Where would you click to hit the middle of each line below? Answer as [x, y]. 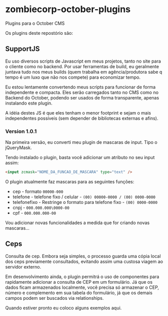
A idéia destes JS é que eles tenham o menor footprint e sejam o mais [78, 113]
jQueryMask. [18, 148]
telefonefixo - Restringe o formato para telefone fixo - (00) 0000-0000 [85, 202]
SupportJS [23, 49]
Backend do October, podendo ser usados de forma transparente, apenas [82, 97]
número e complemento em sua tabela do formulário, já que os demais [79, 293]
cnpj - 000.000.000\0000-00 [41, 207]
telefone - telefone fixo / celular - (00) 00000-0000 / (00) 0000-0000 [84, 197]
